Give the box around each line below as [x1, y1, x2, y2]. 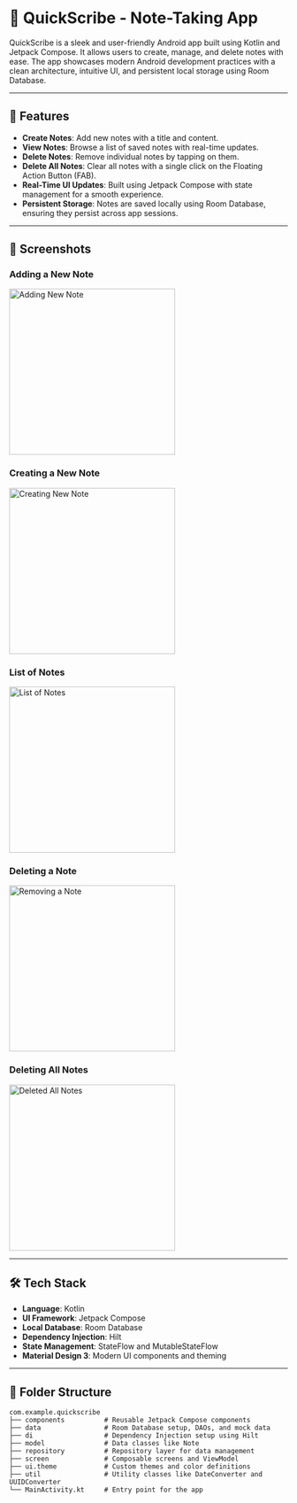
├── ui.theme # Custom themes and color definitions [9, 1462, 251, 1471]
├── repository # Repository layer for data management [9, 1447, 255, 1456]
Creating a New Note [9, 467, 100, 479]
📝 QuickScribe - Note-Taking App [9, 8, 258, 28]
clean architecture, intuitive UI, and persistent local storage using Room [9, 66, 270, 76]
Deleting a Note [9, 864, 78, 877]
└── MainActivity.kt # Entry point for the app [9, 1485, 203, 1495]
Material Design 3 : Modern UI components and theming [21, 1351, 227, 1361]
